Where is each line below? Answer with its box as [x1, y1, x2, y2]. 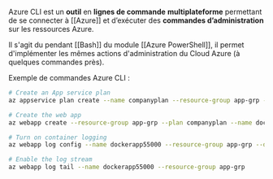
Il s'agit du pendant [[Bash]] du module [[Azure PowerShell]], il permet [8, 40, 245, 50]
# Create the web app [8, 111, 82, 119]
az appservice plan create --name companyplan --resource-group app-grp [8, 96, 260, 104]
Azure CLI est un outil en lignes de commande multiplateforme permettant [8, 7, 262, 16]
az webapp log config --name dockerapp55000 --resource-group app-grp [8, 141, 253, 149]
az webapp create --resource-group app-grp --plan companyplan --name [8, 118, 253, 127]
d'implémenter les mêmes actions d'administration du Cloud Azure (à [8, 49, 240, 58]
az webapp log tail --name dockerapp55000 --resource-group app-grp [8, 163, 245, 172]
